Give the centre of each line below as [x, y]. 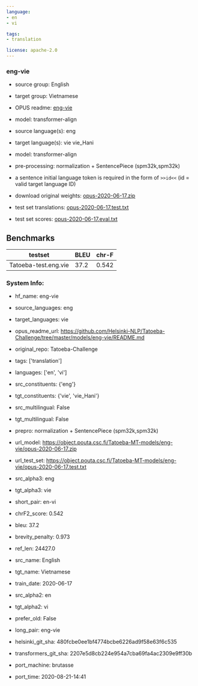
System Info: [25, 283]
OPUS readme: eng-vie [43, 108]
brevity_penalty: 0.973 [42, 537]
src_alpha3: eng [35, 478]
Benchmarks [31, 238]
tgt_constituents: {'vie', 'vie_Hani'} [57, 396]
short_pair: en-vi [35, 502]
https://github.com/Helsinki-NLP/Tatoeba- [113, 331]
